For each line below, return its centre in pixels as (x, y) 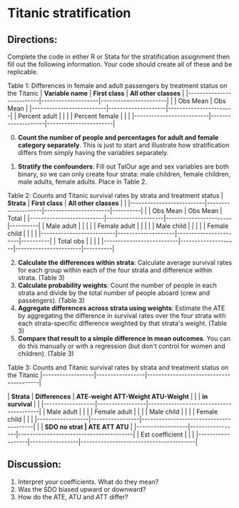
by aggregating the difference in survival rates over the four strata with (122, 315)
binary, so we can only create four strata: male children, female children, (124, 174)
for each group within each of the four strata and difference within (115, 270)
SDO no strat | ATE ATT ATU (87, 427)
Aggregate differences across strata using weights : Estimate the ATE (121, 308)
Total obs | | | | (78, 241)
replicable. (23, 72)
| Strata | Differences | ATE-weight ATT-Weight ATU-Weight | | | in (108, 397)
